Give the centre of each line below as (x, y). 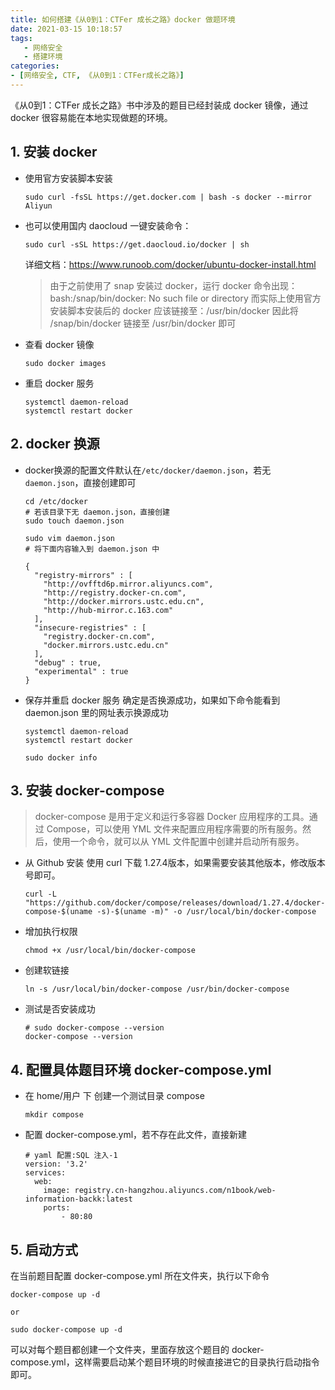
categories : (35, 66)
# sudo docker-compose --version (94, 1028)
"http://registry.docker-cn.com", (115, 592)
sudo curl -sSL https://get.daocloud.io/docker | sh (137, 244)
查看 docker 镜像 (59, 344)
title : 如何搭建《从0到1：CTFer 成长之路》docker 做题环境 (123, 19)
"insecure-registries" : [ (90, 627)
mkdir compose (54, 1115)
